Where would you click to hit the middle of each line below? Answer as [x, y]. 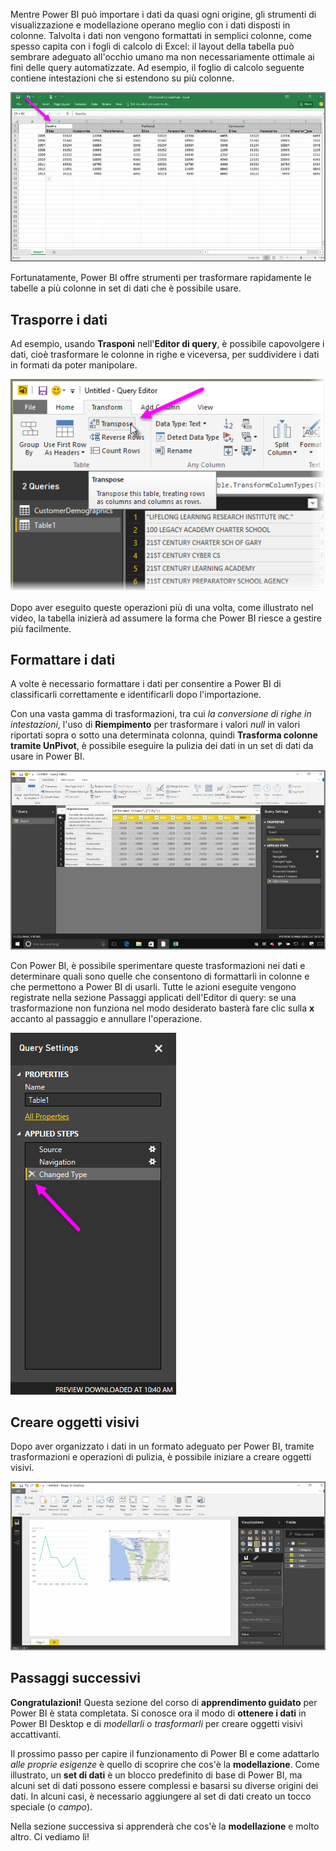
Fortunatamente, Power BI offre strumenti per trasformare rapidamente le [161, 278]
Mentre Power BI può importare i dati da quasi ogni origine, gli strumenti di [163, 14]
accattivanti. [36, 1734]
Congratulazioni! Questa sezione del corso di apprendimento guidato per [164, 1702]
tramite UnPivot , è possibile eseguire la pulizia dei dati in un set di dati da [162, 746]
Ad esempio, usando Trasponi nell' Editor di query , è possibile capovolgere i [167, 343]
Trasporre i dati [59, 319]
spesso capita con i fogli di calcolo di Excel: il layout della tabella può [152, 46]
